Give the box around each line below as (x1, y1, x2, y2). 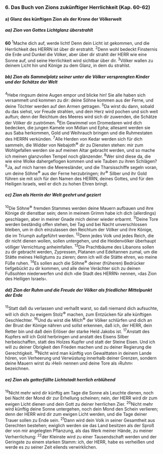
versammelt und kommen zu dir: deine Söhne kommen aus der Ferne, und (5, 97, 154, 103)
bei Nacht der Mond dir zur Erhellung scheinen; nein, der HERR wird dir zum (5, 395, 158, 401)
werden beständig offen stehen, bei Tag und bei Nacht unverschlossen (5, 221, 147, 227)
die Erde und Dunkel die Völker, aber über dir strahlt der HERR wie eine (5, 51, 147, 57)
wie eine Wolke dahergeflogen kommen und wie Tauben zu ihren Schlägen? (5, 158, 157, 165)
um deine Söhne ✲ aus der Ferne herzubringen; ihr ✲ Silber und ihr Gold (5, 170, 147, 176)
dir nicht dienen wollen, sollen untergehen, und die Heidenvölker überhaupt (5, 238, 156, 244)
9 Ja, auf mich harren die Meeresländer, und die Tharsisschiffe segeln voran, (5, 164, 158, 170)
